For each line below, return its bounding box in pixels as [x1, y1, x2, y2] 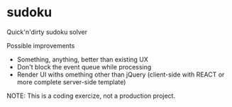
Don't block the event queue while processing [16, 62, 152, 71]
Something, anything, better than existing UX [16, 55, 148, 64]
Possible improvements [6, 41, 75, 50]
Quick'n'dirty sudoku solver [6, 28, 88, 36]
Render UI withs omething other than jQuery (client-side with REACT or [16, 70, 225, 79]
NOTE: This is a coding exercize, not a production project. [6, 91, 175, 100]
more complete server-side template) [16, 77, 126, 86]
